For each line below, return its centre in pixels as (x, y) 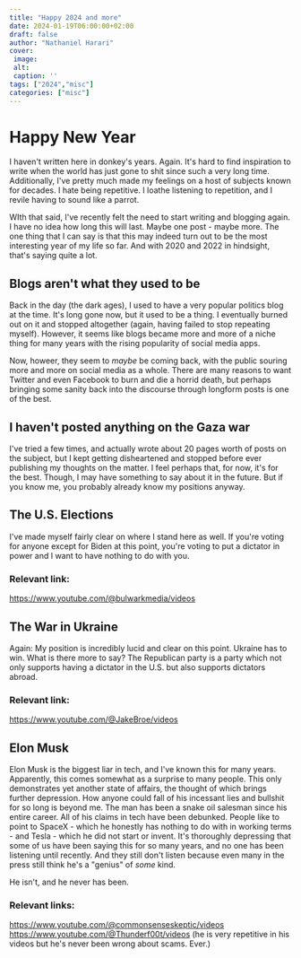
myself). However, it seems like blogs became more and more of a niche (142, 334)
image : (26, 59)
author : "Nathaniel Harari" (62, 43)
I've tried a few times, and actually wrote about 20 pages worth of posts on (148, 449)
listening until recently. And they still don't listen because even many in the (147, 855)
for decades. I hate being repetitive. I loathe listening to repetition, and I (141, 190)
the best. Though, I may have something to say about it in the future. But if (146, 477)
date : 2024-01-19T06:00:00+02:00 (72, 26)
